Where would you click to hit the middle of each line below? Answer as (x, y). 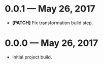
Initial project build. (32, 57)
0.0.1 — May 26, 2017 (50, 9)
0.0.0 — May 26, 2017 (52, 43)
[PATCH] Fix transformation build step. (53, 23)
